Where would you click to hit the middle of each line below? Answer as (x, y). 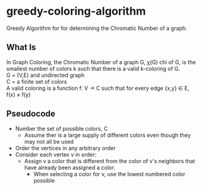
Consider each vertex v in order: (56, 155)
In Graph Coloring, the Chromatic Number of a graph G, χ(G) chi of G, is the (101, 62)
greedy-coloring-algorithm (76, 11)
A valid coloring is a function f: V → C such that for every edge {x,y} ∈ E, (98, 88)
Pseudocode (31, 114)
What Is (21, 47)
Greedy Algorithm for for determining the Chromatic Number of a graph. (97, 28)
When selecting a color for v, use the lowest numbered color (109, 174)
